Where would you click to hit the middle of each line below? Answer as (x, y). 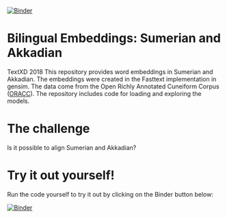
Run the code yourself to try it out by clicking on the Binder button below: (110, 194)
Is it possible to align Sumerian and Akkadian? (72, 147)
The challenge (49, 129)
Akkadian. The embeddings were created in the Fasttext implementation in (112, 79)
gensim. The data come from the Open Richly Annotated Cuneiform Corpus (113, 86)
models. (18, 101)
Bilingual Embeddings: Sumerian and (114, 38)
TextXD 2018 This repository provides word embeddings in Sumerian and (110, 71)
